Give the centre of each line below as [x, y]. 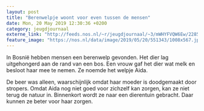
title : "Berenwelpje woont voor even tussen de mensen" [78, 18]
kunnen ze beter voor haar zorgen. [49, 101]
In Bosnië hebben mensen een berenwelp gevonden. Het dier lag [87, 57]
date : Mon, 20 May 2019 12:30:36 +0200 [57, 23]
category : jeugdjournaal [38, 29]
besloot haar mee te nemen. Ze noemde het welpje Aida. [77, 70]
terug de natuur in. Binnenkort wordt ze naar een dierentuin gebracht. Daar [100, 95]
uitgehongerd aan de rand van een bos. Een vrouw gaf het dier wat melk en [101, 64]
